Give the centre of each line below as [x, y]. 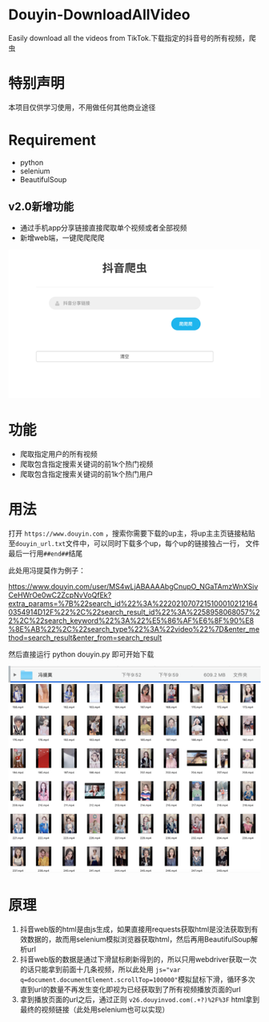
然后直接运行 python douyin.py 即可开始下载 [81, 654]
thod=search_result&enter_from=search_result [85, 637]
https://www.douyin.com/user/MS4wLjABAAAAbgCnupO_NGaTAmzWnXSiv [133, 586]
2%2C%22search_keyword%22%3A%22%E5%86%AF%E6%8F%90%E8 [131, 621]
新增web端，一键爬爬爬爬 [62, 238]
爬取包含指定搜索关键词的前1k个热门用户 [86, 474]
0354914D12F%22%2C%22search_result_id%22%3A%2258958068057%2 [134, 612]
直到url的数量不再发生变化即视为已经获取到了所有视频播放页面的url [130, 989]
